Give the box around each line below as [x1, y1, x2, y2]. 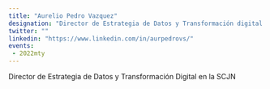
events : [8, 42, 35, 50]
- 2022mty [11, 49, 45, 57]
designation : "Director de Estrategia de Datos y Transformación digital [8, 19, 264, 28]
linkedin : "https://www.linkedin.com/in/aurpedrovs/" [8, 34, 195, 43]
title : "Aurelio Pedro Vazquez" [8, 11, 118, 20]
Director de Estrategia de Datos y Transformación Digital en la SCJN [8, 72, 237, 81]
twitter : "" [8, 27, 49, 35]
